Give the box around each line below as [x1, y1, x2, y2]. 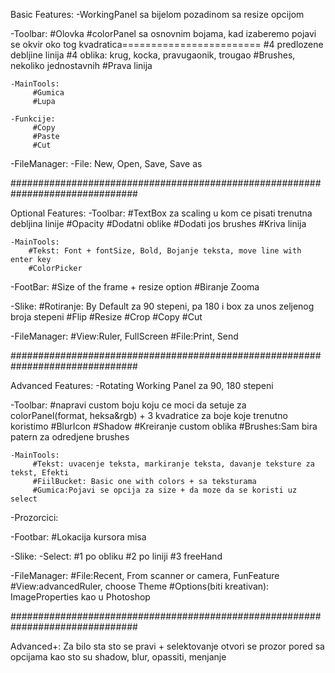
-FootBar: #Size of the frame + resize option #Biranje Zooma [10, 281, 260, 293]
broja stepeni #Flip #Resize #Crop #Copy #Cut [10, 311, 203, 323]
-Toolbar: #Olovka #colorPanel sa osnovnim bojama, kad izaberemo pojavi [10, 28, 317, 39]
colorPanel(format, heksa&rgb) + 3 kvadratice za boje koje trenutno [10, 410, 288, 421]
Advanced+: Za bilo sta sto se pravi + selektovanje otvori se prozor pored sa [10, 640, 325, 652]
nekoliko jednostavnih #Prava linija [10, 60, 153, 71]
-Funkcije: [10, 114, 56, 124]
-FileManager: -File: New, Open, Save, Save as [10, 158, 203, 169]
